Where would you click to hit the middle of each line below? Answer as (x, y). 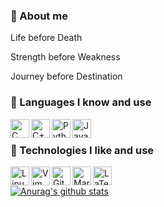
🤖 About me (39, 16)
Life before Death (46, 38)
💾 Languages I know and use (81, 102)
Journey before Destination (66, 76)
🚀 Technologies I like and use (82, 150)
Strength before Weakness (65, 57)
